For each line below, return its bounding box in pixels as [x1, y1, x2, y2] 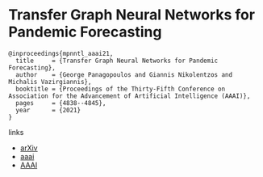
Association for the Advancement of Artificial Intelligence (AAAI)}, [8, 91, 251, 100]
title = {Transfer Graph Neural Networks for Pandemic [15, 57, 219, 65]
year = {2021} [15, 106, 81, 114]
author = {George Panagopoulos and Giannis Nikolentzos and [15, 70, 232, 78]
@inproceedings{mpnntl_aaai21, [8, 49, 114, 57]
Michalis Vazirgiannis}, [8, 78, 92, 86]
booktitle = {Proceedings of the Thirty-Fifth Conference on [15, 85, 226, 93]
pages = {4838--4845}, [15, 99, 106, 107]
